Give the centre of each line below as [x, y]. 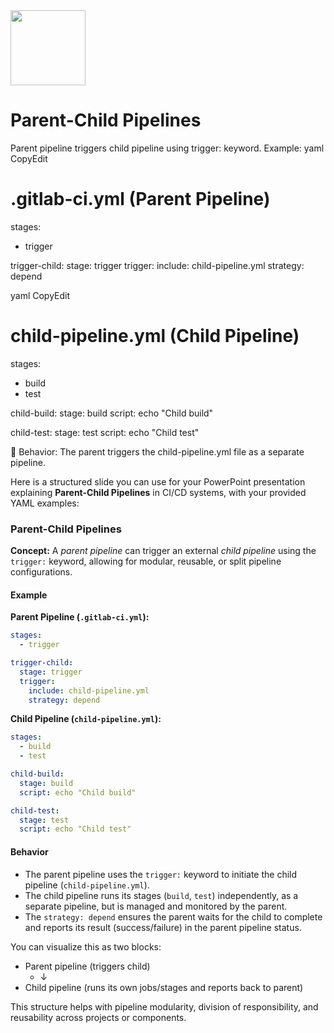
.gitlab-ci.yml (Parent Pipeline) [140, 199]
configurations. [41, 572]
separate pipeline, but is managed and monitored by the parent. [156, 906]
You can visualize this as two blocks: [86, 946]
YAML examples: [45, 503]
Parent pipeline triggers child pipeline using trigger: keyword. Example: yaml [167, 148]
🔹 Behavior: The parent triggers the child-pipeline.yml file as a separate [157, 451]
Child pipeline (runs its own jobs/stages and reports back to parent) [164, 987]
